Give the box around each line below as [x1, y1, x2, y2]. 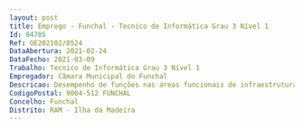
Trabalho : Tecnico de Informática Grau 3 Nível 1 [9, 64, 201, 73]
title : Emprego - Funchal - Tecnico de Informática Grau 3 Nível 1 [9, 22, 270, 31]
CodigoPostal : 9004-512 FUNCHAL [9, 88, 131, 97]
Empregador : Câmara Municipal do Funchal [9, 72, 168, 81]
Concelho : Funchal [9, 96, 79, 106]
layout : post [9, 13, 59, 23]
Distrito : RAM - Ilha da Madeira [9, 105, 136, 114]
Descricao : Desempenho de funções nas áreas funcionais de [9, 80, 237, 89]
